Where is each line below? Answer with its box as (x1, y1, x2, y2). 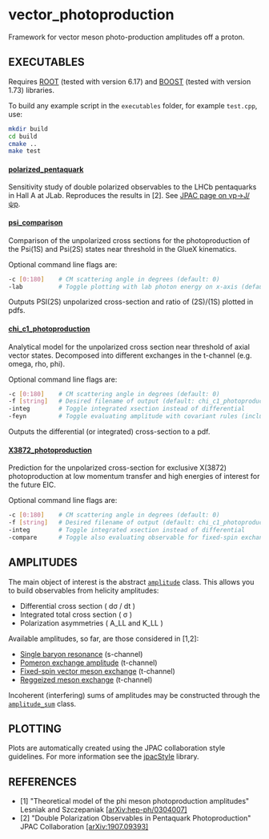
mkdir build (8, 124, 48, 133)
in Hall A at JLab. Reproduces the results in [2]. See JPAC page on (8, 191, 227, 201)
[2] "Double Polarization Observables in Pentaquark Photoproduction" (19, 813, 251, 823)
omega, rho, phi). (8, 359, 66, 368)
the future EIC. (8, 480, 56, 490)
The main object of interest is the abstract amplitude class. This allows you (8, 577, 255, 586)
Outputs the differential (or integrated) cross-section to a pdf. (8, 427, 211, 436)
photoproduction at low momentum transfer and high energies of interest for (8, 472, 260, 481)
